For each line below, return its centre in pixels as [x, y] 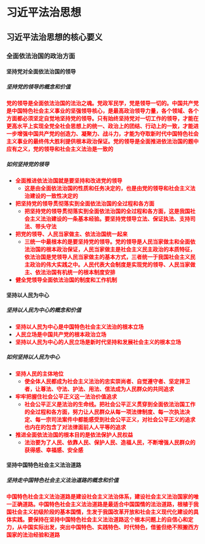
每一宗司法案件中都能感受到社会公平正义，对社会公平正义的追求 [115, 419]
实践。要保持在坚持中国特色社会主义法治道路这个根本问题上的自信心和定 [102, 520]
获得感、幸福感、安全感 [54, 450]
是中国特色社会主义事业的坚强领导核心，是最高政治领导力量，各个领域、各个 [103, 111]
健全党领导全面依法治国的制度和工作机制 [66, 280]
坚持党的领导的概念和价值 [38, 87]
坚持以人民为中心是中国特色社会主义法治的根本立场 [79, 327]
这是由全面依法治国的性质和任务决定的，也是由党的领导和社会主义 [107, 188]
